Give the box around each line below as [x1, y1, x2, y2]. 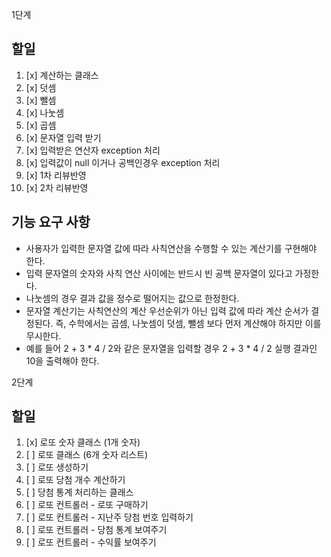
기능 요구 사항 [11, 214, 91, 231]
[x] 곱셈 [25, 119, 57, 131]
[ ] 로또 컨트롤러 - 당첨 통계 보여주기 [25, 524, 168, 536]
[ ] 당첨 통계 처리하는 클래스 [25, 486, 134, 498]
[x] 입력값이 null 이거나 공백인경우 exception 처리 [25, 156, 221, 168]
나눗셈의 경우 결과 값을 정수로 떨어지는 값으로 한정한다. [25, 292, 240, 304]
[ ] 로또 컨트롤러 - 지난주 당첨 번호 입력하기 [25, 511, 194, 523]
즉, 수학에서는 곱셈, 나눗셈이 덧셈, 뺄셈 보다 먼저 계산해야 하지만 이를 [55, 317, 322, 329]
